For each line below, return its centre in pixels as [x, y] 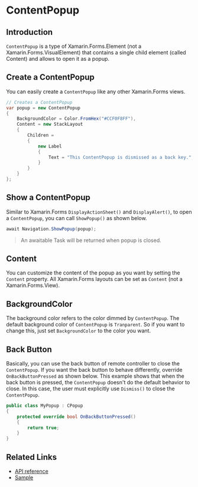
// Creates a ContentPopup [39, 102]
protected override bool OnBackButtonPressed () [76, 417]
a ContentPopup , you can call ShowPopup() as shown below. [77, 218]
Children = [41, 135]
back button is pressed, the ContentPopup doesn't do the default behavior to [98, 383]
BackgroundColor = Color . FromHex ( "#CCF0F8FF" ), [76, 119]
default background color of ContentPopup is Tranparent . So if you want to [95, 325]
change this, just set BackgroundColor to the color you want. [79, 331]
